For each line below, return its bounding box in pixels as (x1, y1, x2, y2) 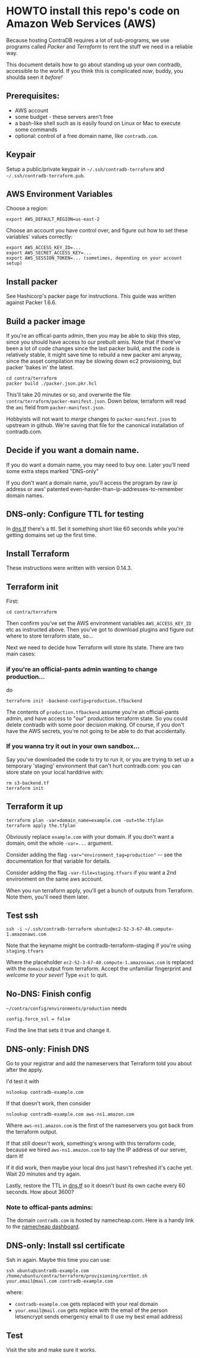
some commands (14, 125, 58, 133)
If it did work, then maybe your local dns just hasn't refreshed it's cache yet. (6, 1164, 193, 1172)
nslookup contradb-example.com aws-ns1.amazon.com (6, 1111, 135, 1118)
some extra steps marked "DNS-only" (6, 467, 99, 474)
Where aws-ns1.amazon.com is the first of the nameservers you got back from (6, 1122, 193, 1129)
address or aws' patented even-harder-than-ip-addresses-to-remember (6, 485, 183, 492)
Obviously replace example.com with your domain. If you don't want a (6, 833, 174, 840)
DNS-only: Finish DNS (6, 1044, 89, 1054)
